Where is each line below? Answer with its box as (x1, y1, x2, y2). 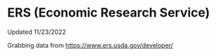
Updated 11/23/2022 (7, 28, 67, 36)
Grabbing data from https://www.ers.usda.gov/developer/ (7, 41, 173, 49)
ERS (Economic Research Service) (7, 5, 210, 21)
